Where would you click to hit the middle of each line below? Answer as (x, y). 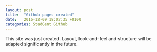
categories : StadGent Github (36, 24)
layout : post (19, 10)
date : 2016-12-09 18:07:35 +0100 (43, 19)
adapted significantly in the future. (42, 44)
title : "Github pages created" (40, 15)
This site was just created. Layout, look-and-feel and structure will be (79, 39)
